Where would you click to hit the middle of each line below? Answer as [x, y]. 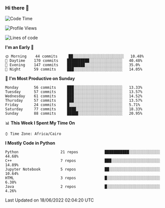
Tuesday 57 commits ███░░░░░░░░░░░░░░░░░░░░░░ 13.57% [74, 92]
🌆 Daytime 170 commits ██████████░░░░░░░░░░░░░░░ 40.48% [74, 61]
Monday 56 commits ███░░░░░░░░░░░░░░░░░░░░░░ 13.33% [74, 88]
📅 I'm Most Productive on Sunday [40, 79]
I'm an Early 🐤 [20, 47]
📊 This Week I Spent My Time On [40, 123]
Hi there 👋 [17, 8]
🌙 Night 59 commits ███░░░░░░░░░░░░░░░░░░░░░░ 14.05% [74, 69]
